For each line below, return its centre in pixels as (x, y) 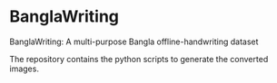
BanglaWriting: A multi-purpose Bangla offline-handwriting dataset (134, 41)
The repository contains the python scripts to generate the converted (139, 59)
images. (24, 69)
